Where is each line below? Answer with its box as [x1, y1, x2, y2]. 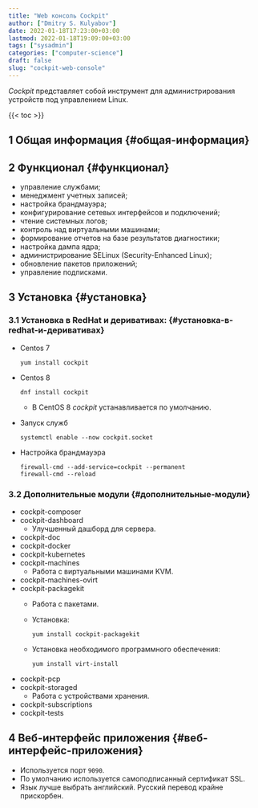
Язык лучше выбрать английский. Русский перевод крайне [19, 782, 224, 792]
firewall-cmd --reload [19, 470, 96, 478]
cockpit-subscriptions [19, 700, 93, 709]
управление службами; [19, 182, 101, 191]
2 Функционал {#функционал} [8, 161, 170, 174]
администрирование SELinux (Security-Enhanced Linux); [19, 250, 212, 259]
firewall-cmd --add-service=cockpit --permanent [19, 463, 186, 471]
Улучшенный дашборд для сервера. [31, 524, 156, 533]
